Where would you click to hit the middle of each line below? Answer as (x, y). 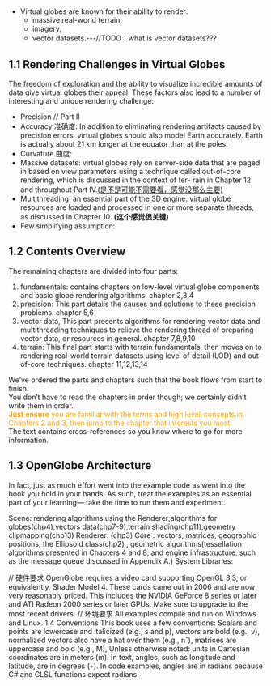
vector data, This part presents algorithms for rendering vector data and (140, 321)
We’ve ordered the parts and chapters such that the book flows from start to (135, 380)
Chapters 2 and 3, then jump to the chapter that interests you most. (121, 423)
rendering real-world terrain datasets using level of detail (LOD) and (133, 356)
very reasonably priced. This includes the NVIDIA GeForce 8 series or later (133, 595)
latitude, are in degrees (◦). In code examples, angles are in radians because (135, 666)
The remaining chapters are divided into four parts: (93, 271)
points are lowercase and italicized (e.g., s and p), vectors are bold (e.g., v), (134, 631)
